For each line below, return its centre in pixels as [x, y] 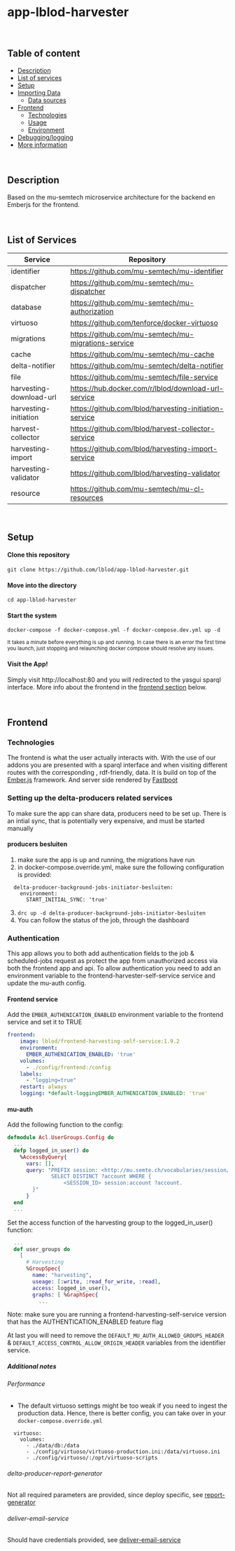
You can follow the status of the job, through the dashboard [103, 920]
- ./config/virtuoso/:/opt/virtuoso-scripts [92, 1458]
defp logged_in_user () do [51, 1150]
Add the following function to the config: [65, 1125]
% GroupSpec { [43, 1269]
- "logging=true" [51, 1080]
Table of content [44, 53]
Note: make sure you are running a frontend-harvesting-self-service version [117, 1315]
